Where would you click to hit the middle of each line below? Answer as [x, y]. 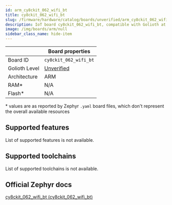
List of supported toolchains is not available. [52, 169]
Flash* [16, 93]
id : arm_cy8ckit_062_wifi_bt [36, 10]
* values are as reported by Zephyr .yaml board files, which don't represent [85, 106]
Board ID [18, 60]
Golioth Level [24, 68]
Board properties [69, 51]
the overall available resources [38, 111]
